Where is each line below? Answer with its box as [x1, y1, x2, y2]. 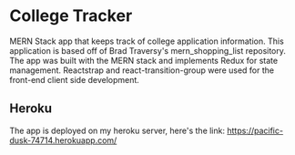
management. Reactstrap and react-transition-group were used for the [9, 65, 275, 76]
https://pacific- [227, 125, 284, 136]
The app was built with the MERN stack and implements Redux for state [9, 55, 279, 66]
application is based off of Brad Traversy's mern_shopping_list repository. [9, 45, 287, 56]
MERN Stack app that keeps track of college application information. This [9, 36, 284, 46]
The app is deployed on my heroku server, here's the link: [9, 125, 226, 136]
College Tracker [9, 5, 133, 26]
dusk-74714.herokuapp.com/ [9, 134, 117, 146]
